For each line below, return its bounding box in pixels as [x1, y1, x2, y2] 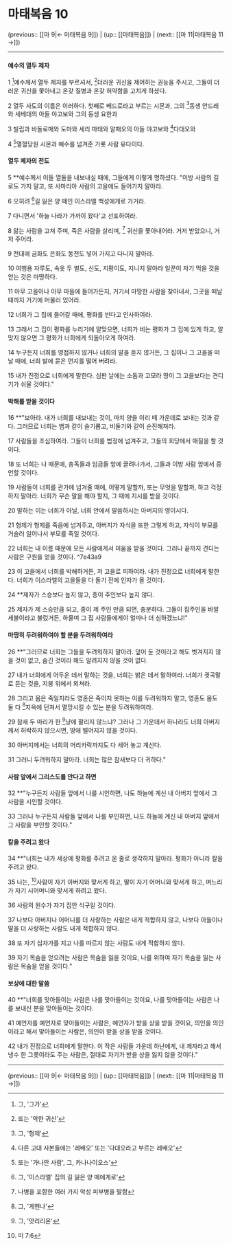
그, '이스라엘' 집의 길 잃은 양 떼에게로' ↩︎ [17, 1173, 125, 1181]
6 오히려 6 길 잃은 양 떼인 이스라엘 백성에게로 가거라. [8, 195, 146, 205]
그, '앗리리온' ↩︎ [17, 1217, 60, 1225]
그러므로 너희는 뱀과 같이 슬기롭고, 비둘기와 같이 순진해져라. [16, 422, 176, 430]
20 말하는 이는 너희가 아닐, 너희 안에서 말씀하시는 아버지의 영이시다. [8, 507, 189, 515]
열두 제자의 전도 [8, 157, 50, 165]
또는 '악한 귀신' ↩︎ [17, 1115, 66, 1123]
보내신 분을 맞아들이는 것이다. [14, 1004, 95, 1012]
